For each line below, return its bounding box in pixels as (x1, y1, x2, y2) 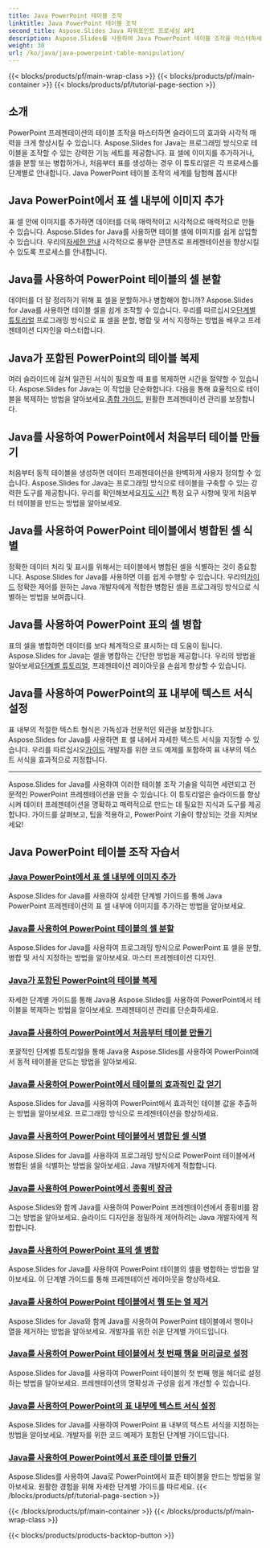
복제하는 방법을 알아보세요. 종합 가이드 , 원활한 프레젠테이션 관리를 (22, 395, 227, 404)
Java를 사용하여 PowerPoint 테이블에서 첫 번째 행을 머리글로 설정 (8, 1348, 248, 1359)
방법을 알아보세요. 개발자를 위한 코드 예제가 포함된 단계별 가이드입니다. (8, 1430, 229, 1439)
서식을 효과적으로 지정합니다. (16, 755, 108, 764)
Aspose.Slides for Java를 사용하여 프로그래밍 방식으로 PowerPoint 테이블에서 (8, 1150, 256, 1160)
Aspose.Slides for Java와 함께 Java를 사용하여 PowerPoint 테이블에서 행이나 (8, 1316, 254, 1326)
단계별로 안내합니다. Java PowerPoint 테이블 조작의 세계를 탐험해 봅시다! (8, 168, 238, 178)
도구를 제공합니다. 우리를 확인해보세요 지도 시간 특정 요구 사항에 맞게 (22, 488, 235, 498)
